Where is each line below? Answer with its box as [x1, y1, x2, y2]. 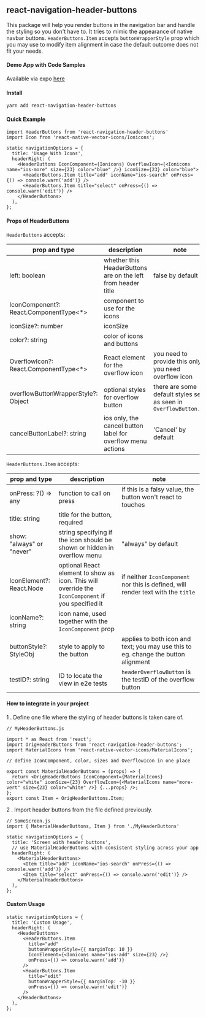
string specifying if [58, 528, 113, 536]
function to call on [58, 489, 111, 497]
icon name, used [58, 609, 107, 618]
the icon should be [58, 535, 112, 544]
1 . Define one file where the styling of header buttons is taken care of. [6, 713, 184, 721]
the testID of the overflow [121, 675, 195, 683]
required [58, 518, 83, 526]
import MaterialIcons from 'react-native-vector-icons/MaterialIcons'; [6, 746, 193, 753]
